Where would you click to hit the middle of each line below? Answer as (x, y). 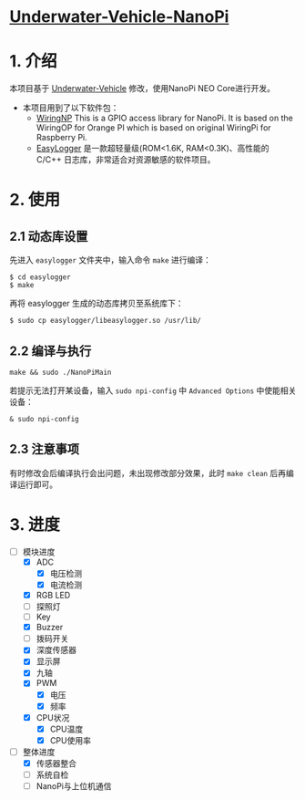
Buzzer (50, 628)
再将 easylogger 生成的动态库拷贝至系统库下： (97, 304)
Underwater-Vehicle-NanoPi (119, 17)
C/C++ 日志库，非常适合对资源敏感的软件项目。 (126, 160)
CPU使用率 (70, 740)
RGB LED (53, 595)
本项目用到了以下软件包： (71, 108)
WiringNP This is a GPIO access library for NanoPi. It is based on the (164, 118)
